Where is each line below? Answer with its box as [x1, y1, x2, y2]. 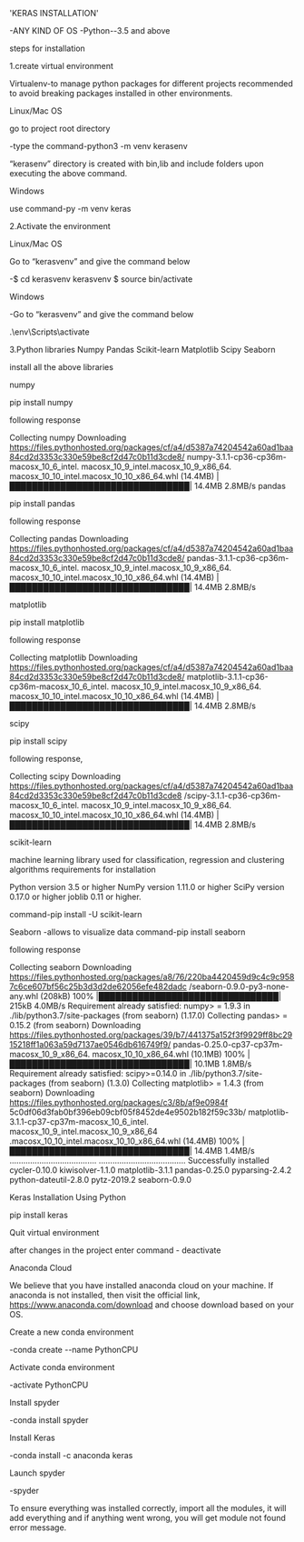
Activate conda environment [9, 1362, 115, 1372]
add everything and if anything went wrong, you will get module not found [9, 1513, 286, 1523]
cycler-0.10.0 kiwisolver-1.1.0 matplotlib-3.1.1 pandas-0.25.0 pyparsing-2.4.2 [9, 1165, 292, 1176]
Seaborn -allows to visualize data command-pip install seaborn [9, 926, 246, 937]
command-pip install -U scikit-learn [9, 909, 142, 919]
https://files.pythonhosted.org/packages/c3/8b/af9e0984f [9, 1097, 229, 1107]
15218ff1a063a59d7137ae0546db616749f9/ [9, 1039, 172, 1049]
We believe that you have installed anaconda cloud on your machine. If [9, 1280, 274, 1290]
